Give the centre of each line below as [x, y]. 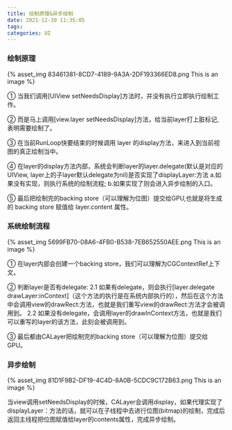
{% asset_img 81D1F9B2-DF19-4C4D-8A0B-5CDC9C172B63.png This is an [114, 380]
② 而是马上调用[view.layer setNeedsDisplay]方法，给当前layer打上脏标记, [113, 119]
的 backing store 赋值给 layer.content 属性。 [70, 207]
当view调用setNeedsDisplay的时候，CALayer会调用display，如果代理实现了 [115, 402]
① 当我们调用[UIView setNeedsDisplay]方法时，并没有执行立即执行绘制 [110, 96]
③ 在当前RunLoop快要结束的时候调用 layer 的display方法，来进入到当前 [111, 142]
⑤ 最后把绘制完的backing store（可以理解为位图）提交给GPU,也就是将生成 [115, 198]
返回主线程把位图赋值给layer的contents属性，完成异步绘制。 [93, 420]
